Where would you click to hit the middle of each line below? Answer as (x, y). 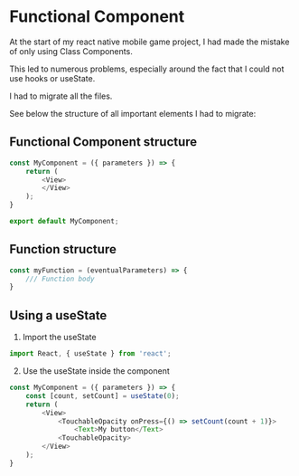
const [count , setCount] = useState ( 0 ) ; (103, 395)
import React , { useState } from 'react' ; (90, 354)
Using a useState (58, 315)
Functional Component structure (103, 142)
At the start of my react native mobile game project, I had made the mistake (149, 42)
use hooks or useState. (52, 78)
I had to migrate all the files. (61, 96)
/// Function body (60, 279)
